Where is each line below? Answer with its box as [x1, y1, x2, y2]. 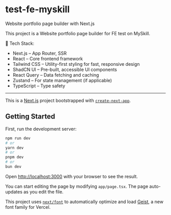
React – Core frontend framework [12, 55, 83, 62]
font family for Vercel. [5, 204, 51, 210]
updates [5, 188, 23, 195]
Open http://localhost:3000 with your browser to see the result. [5, 173, 138, 179]
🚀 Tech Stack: [5, 40, 35, 46]
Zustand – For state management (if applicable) [12, 77, 112, 83]
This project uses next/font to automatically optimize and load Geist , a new [5, 198, 164, 205]
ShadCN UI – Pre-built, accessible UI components [12, 66, 117, 73]
